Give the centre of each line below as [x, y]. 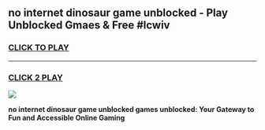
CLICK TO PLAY [39, 48]
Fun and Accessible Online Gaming [67, 117]
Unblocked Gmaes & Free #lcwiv [89, 26]
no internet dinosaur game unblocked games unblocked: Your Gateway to [131, 109]
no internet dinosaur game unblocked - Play [118, 13]
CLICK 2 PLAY [35, 77]
